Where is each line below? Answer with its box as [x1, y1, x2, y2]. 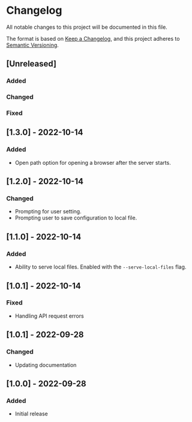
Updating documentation [14, 361, 77, 369]
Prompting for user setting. [14, 208, 82, 215]
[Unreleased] [6, 59, 57, 69]
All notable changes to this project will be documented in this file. [6, 23, 168, 31]
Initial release [14, 410, 48, 417]
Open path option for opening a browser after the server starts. [14, 159, 171, 166]
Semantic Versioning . [6, 41, 59, 49]
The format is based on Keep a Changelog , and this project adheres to [6, 35, 180, 42]
